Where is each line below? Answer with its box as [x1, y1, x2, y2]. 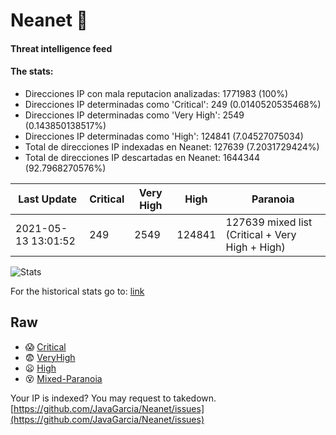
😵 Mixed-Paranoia [24, 372, 103, 384]
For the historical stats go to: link [10, 285, 145, 297]
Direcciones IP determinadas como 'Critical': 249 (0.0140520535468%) [24, 98, 322, 110]
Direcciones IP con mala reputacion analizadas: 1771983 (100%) [24, 87, 289, 99]
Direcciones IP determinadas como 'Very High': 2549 [24, 109, 245, 121]
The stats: [10, 65, 54, 78]
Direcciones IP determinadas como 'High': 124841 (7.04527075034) [24, 130, 304, 142]
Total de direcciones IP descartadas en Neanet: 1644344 [24, 151, 261, 163]
